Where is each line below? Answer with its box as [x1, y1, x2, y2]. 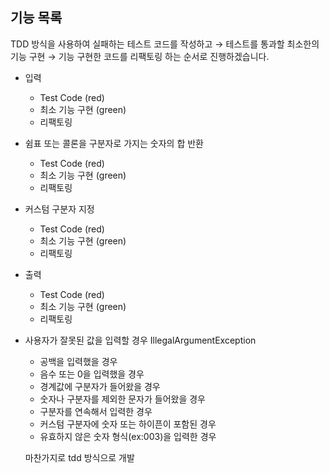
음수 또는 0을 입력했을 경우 [39, 368, 145, 380]
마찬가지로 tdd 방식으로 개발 [24, 451, 135, 463]
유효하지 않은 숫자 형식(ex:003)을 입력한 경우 [39, 430, 217, 442]
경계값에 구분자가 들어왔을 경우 [39, 380, 161, 392]
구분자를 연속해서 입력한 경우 [39, 405, 153, 417]
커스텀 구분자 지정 [24, 203, 95, 215]
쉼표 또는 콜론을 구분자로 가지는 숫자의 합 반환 [24, 137, 204, 149]
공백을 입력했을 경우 [39, 355, 118, 367]
